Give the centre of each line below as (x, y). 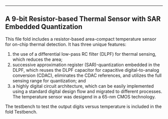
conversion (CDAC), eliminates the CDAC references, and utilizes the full (87, 75)
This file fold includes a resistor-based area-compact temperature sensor (81, 39)
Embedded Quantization (44, 27)
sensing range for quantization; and (49, 80)
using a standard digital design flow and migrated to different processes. (87, 91)
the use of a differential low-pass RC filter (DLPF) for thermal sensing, (84, 54)
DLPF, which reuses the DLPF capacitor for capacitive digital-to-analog (86, 70)
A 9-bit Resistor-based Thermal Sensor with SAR (83, 19)
